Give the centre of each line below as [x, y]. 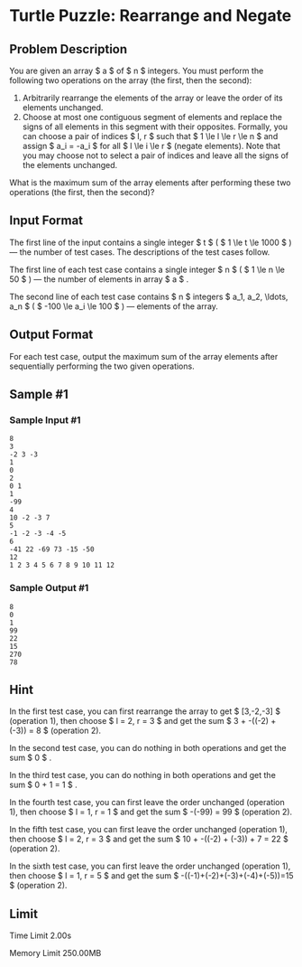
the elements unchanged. [70, 165]
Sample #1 [39, 394]
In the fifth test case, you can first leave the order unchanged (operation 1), [149, 830]
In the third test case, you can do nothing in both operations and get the [143, 775]
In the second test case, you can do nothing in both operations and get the [148, 748]
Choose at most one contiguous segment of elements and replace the [152, 117]
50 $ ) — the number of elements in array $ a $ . [99, 279]
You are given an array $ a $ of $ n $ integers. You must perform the [137, 70]
